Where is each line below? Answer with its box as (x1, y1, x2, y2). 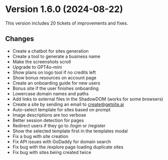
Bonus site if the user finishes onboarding (12, 85, 99, 91)
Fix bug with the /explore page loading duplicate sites (12, 144, 124, 150)
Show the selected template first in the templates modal (12, 128, 128, 134)
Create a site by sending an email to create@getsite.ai (12, 101, 124, 107)
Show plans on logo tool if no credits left (12, 69, 96, 75)
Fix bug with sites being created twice (12, 149, 91, 155)
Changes (5, 35, 34, 43)
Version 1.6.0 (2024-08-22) (5, 4, 123, 15)
